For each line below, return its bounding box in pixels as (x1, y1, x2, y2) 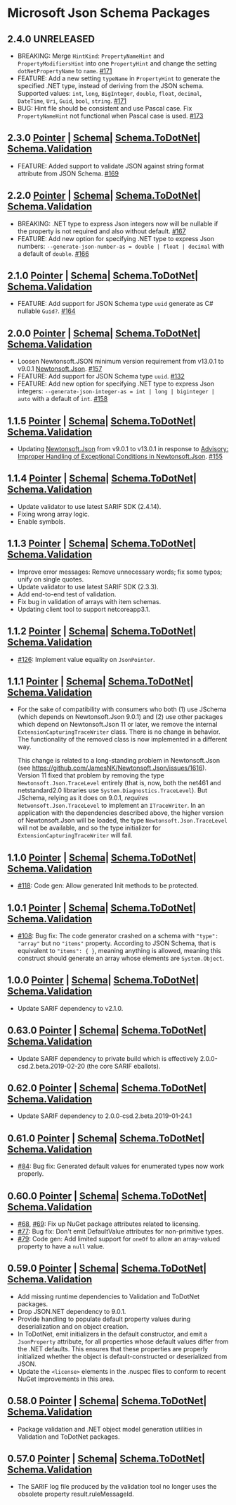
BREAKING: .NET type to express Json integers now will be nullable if (17, 219, 218, 228)
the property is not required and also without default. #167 (17, 227, 186, 235)
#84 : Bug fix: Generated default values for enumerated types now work (17, 1162, 225, 1171)
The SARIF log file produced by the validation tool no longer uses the (17, 1482, 217, 1491)
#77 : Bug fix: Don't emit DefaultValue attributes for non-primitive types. (17, 1227, 224, 1235)
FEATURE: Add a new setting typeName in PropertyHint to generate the (17, 74, 221, 82)
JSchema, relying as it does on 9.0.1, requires (17, 794, 149, 802)
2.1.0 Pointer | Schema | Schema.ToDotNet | (7, 270, 199, 282)
